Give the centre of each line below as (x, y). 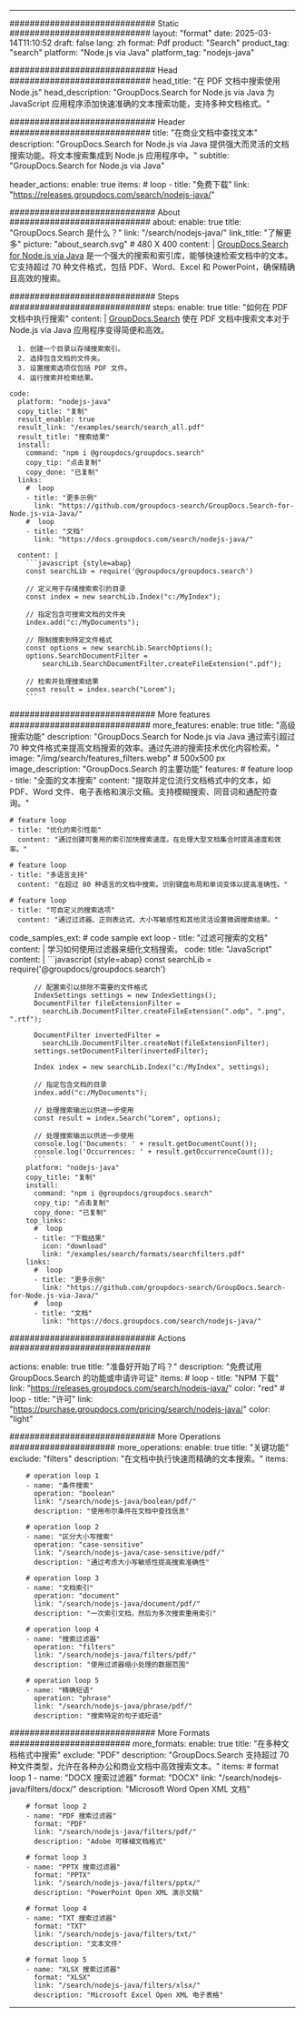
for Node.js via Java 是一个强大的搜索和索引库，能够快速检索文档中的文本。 (151, 255)
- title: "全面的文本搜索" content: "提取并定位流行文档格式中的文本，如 (140, 780)
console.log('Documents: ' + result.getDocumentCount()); (145, 1144)
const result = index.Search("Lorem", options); (127, 1118)
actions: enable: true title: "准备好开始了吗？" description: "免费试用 (136, 1367)
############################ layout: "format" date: (121, 33)
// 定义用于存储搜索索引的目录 (76, 589)
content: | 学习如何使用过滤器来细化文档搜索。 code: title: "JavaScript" (141, 949)
